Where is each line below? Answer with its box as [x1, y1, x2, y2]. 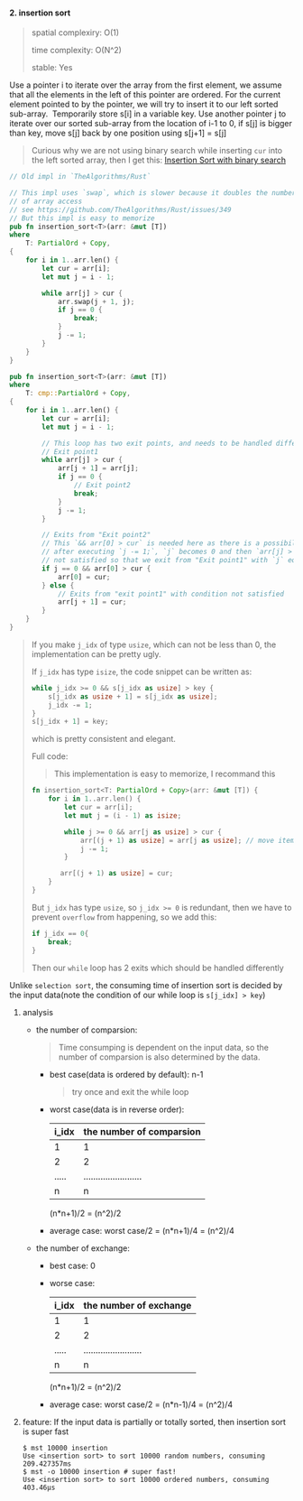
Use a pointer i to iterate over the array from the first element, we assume [9, 79, 282, 90]
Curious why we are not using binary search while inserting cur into [31, 145, 282, 156]
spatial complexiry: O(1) [31, 27, 120, 38]
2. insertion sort [9, 7, 71, 18]
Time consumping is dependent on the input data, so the [58, 1042, 269, 1052]
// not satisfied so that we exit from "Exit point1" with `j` [41, 556, 284, 565]
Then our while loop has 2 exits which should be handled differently [31, 962, 284, 973]
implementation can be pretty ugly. [31, 648, 161, 659]
